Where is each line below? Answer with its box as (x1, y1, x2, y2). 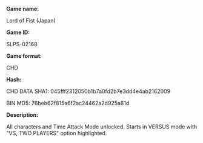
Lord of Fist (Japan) (6, 17, 56, 24)
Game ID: (6, 29, 30, 36)
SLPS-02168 (6, 41, 38, 47)
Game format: (6, 52, 42, 60)
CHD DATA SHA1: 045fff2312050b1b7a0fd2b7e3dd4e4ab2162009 (6, 88, 171, 95)
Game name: (6, 5, 39, 12)
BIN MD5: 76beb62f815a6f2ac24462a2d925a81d (6, 100, 130, 106)
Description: (6, 111, 38, 118)
